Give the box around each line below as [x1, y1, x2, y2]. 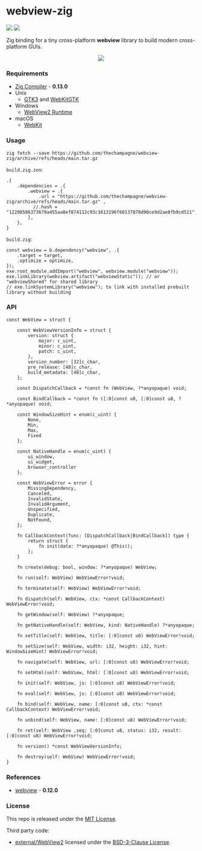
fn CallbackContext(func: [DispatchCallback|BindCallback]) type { [17, 533, 189, 539]
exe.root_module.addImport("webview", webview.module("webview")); [6, 268, 179, 274]
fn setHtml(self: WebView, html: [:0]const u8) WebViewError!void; [17, 669, 189, 675]
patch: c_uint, [38, 348, 77, 354]
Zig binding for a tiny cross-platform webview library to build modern [6, 36, 178, 43]
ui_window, [28, 453, 55, 460]
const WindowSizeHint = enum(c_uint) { [17, 411, 117, 418]
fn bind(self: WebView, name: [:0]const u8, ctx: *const [17, 701, 163, 707]
